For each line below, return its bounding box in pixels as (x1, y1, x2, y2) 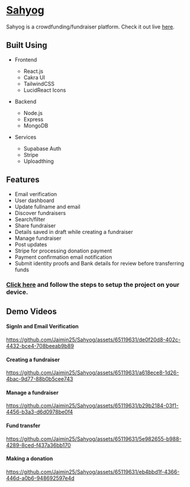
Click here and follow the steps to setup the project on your (6, 281, 179, 289)
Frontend (14, 56, 37, 63)
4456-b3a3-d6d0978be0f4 (6, 408, 73, 415)
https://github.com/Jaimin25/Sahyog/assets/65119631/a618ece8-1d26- (6, 369, 179, 376)
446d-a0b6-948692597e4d (6, 475, 75, 482)
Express (23, 116, 44, 123)
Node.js (23, 109, 43, 116)
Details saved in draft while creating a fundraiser (14, 228, 133, 235)
